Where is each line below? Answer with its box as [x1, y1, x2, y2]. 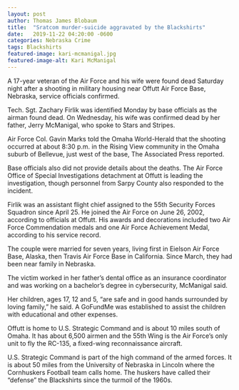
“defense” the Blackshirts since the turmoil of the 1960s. [7, 376, 173, 384]
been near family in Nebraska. [7, 259, 96, 268]
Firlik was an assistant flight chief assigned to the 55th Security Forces [7, 200, 215, 209]
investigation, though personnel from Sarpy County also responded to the [7, 179, 224, 187]
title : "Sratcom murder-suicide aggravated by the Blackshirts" [7, 24, 205, 31]
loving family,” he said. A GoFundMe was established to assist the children [7, 302, 226, 311]
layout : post [7, 10, 46, 18]
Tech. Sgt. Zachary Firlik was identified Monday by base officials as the [7, 105, 218, 114]
